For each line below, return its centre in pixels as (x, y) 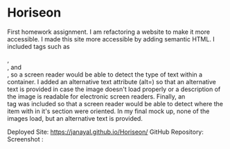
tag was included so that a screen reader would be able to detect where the (115, 103)
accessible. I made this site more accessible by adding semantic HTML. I (111, 39)
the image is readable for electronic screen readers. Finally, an (96, 96)
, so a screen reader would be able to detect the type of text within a (105, 74)
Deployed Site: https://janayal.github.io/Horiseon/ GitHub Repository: (106, 132)
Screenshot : (25, 139)
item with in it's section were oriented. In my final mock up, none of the (108, 111)
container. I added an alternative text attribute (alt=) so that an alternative (112, 81)
